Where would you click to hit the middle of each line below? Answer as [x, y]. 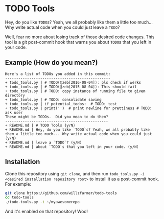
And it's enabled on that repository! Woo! [47, 212]
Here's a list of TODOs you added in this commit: [58, 74]
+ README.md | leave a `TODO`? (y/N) [44, 143]
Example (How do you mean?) [51, 62]
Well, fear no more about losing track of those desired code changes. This [80, 37]
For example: [18, 184]
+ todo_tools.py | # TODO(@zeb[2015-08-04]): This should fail [71, 87]
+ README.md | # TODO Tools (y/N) [40, 125]
